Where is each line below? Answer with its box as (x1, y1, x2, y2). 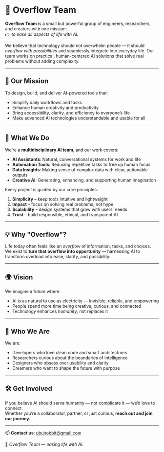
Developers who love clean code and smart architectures (12, 350, 127, 355)
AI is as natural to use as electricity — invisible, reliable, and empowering (12, 298, 159, 304)
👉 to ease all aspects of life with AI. (5, 31, 79, 37)
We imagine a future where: (5, 289, 61, 294)
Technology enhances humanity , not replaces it (12, 308, 108, 315)
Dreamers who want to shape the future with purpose (12, 365, 121, 371)
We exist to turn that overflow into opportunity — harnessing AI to (5, 249, 141, 254)
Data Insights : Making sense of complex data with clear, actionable (12, 166, 148, 173)
